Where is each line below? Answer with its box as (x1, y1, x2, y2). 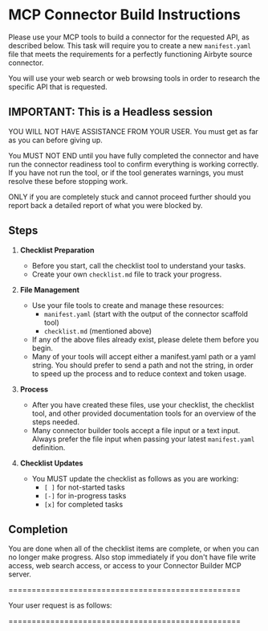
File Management (19, 285, 80, 294)
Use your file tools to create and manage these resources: (31, 300, 225, 310)
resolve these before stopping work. (8, 176, 128, 186)
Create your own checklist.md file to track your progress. (31, 269, 222, 279)
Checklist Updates (19, 458, 83, 468)
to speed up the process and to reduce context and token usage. (31, 368, 247, 379)
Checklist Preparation (19, 245, 95, 255)
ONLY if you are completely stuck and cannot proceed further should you (8, 191, 251, 202)
